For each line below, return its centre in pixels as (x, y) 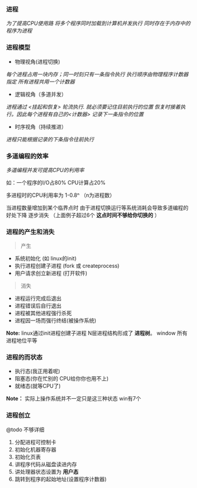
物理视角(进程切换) (37, 62)
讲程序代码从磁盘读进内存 (46, 464)
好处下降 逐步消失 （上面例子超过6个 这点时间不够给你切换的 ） (83, 215)
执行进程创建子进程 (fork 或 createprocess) (67, 266)
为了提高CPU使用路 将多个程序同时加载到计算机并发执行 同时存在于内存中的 (98, 23)
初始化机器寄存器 (35, 449)
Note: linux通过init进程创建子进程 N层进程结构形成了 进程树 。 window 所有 (97, 333)
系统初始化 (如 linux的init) (45, 258)
